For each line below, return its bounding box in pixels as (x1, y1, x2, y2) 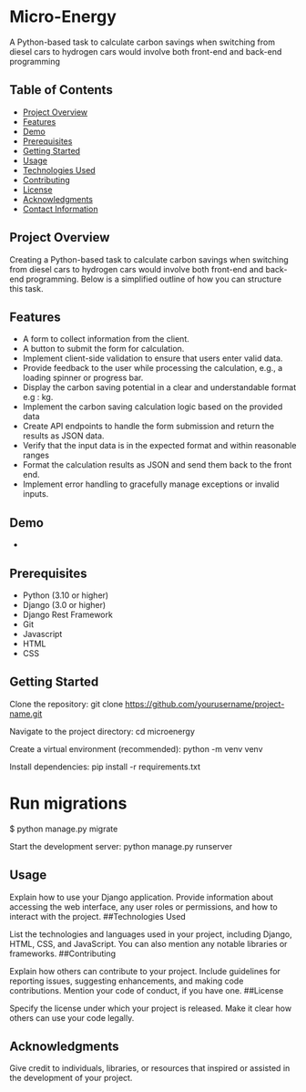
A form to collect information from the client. (22, 334, 189, 345)
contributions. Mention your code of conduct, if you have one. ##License (9, 984, 284, 995)
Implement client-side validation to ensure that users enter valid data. (22, 353, 283, 364)
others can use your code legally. (9, 1012, 135, 1023)
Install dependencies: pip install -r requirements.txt (9, 761, 200, 772)
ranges (22, 449, 50, 461)
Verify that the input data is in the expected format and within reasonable (22, 440, 297, 451)
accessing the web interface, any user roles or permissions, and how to (9, 901, 278, 912)
